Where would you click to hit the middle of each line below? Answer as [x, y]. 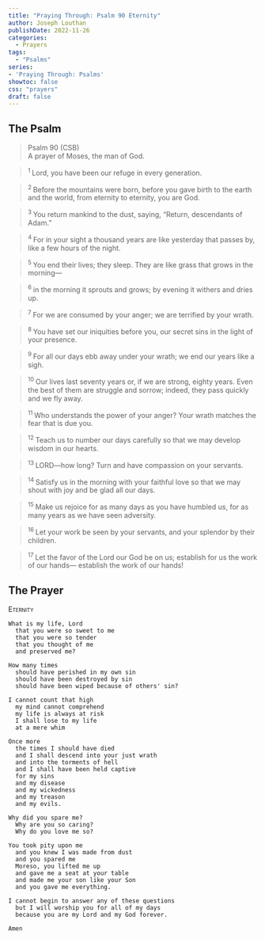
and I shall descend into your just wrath [86, 756]
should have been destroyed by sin [74, 679]
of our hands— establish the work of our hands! [105, 565]
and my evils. [38, 804]
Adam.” [40, 223]
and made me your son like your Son [76, 880]
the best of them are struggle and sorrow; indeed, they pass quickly [138, 390]
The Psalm [35, 129]
